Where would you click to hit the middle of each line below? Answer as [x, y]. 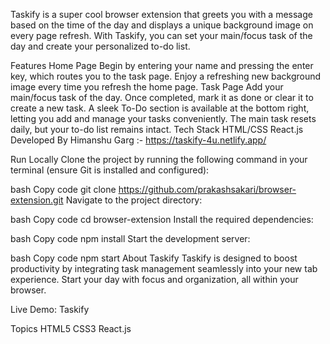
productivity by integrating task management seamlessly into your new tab [164, 268]
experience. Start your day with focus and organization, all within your [154, 279]
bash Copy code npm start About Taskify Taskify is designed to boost [154, 258]
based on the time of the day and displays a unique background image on [162, 25]
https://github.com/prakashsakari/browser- [207, 189]
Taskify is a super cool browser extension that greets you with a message [161, 14]
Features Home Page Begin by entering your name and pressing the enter [162, 65]
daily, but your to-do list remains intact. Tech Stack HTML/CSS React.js [157, 129]
